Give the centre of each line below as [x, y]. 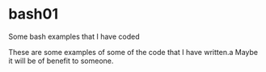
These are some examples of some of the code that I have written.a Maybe [133, 52]
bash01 [34, 14]
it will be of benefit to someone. [61, 61]
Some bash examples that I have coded [74, 36]
